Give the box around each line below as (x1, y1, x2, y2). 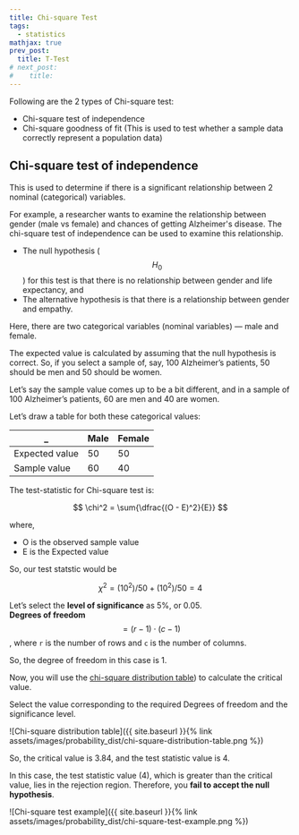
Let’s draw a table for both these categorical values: (9, 411, 201, 422)
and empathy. (21, 303, 73, 314)
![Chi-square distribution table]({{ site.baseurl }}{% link (9, 726, 213, 737)
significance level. (9, 709, 76, 720)
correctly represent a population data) (21, 132, 163, 143)
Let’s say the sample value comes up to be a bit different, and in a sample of (9, 384, 290, 395)
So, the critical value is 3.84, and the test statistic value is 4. (9, 753, 230, 763)
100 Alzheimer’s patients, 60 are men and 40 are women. (9, 394, 220, 405)
